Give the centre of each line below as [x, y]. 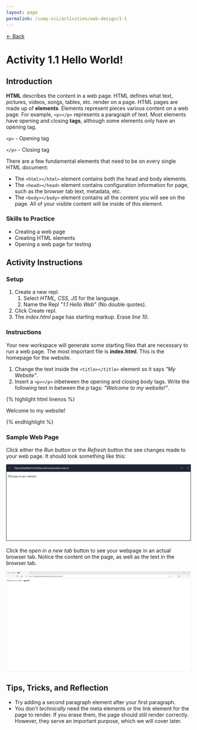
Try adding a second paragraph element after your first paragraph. [95, 702]
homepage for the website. [39, 357]
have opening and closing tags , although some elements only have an [91, 120]
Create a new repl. [37, 292]
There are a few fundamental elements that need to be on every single [91, 161]
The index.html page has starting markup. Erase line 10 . [82, 317]
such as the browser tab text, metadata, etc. [68, 191]
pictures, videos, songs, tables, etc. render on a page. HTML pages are [92, 102]
